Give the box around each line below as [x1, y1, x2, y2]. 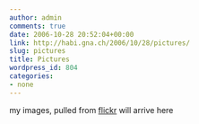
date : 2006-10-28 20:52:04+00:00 [9, 30, 134, 39]
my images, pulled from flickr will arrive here [9, 104, 174, 115]
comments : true [9, 22, 66, 31]
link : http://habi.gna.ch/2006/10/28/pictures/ [9, 38, 191, 48]
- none [9, 80, 34, 89]
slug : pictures [9, 47, 66, 56]
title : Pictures [9, 55, 70, 64]
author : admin [9, 13, 63, 22]
